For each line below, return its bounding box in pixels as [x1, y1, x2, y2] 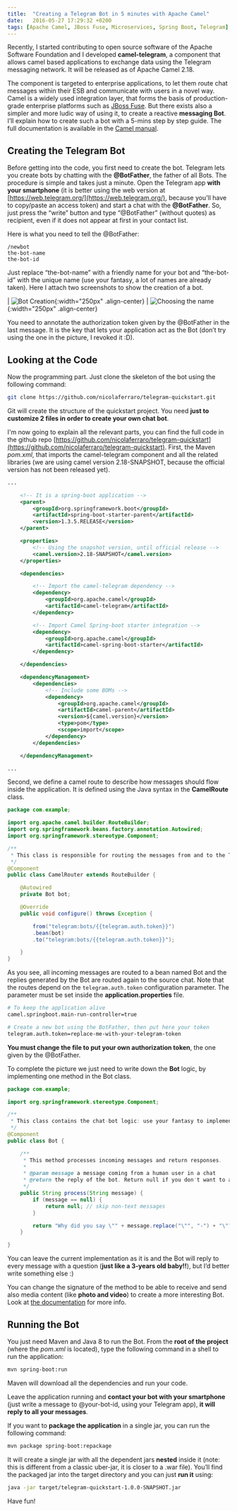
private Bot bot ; [20, 891, 71, 898]
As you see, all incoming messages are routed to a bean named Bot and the [7, 968, 227, 977]
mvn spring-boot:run [7, 1366, 68, 1373]
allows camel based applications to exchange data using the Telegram [7, 58, 212, 66]
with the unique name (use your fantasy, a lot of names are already [17, 276, 212, 284]
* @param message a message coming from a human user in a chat [23, 1170, 217, 1177]
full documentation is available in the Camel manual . [7, 125, 159, 133]
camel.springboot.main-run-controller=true [7, 1011, 138, 1018]
